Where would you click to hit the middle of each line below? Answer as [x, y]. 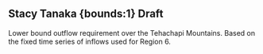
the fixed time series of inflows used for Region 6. [89, 41]
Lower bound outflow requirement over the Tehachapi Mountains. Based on [132, 33]
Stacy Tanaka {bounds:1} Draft [86, 14]
